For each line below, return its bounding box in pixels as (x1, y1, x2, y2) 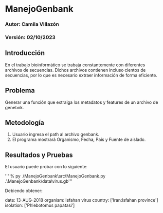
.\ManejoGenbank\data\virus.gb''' (5, 178, 72, 184)
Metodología (5, 118, 45, 127)
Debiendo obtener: (5, 188, 43, 194)
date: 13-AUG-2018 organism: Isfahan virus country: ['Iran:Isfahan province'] (5, 197, 159, 203)
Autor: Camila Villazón (5, 21, 59, 28)
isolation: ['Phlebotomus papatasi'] (5, 202, 75, 208)
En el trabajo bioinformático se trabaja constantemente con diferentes (5, 62, 145, 68)
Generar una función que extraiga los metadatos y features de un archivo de (5, 99, 158, 105)
